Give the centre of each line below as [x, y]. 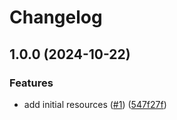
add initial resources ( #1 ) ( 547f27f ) [95, 104]
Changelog [56, 17]
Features [31, 83]
